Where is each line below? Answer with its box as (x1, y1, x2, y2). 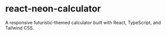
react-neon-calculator (5, 3, 101, 14)
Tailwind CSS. (5, 24, 34, 30)
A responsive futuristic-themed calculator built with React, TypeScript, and (5, 19, 161, 25)
